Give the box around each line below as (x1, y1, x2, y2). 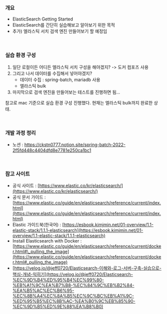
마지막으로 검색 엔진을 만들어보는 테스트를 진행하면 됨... (12, 89, 121, 95)
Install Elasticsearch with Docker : (12, 238, 82, 244)
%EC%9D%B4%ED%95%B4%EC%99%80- (12, 277, 104, 283)
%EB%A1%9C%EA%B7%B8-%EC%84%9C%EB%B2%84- (12, 282, 135, 288)
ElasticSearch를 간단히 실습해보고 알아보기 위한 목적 (12, 22, 115, 28)
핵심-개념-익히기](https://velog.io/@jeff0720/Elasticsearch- (12, 271, 133, 277)
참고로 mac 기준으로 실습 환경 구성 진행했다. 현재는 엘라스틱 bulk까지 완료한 (5, 99, 153, 105)
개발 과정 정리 (5, 129, 36, 136)
